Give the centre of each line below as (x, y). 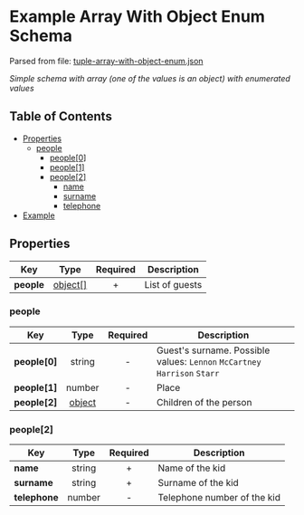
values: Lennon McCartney (209, 361)
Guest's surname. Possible (214, 350)
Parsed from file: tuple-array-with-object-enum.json (106, 61)
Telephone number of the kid (219, 498)
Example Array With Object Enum (137, 17)
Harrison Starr (188, 373)
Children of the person (204, 402)
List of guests (173, 284)
